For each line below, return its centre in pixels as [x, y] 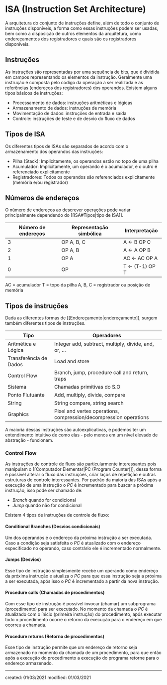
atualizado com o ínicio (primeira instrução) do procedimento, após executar [83, 614]
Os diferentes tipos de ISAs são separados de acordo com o [67, 146]
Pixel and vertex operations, [86, 411]
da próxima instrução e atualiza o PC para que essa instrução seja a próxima [83, 576]
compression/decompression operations [101, 417]
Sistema [17, 387]
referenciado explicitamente [41, 172]
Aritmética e [22, 344]
